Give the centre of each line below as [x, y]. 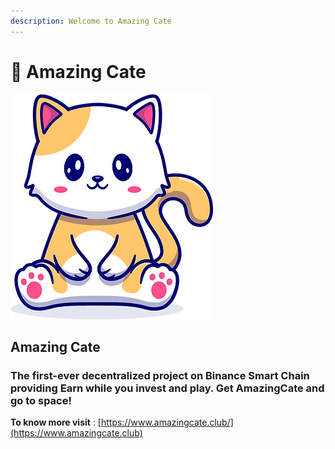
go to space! [41, 400]
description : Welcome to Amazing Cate [91, 21]
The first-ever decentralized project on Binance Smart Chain [160, 375]
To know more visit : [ [56, 422]
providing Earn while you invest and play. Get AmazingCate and [167, 388]
